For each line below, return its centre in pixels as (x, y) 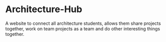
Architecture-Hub (44, 9)
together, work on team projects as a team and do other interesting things (83, 28)
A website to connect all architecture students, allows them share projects (83, 23)
